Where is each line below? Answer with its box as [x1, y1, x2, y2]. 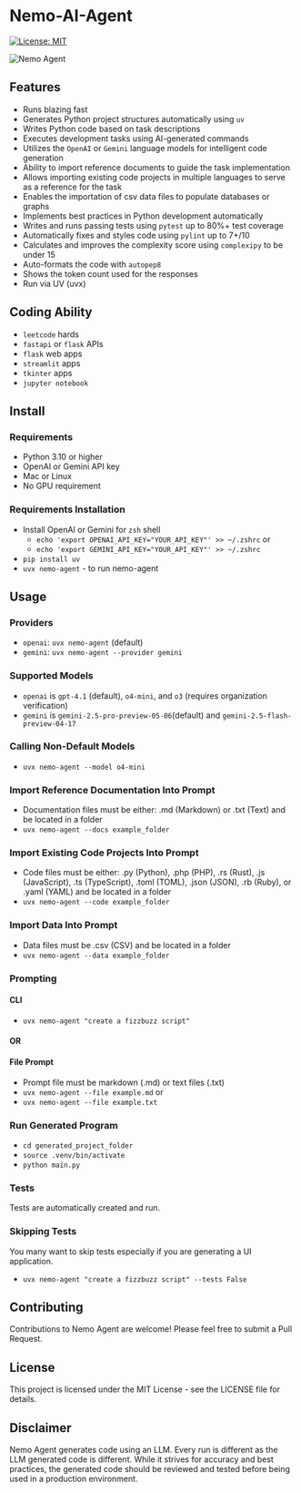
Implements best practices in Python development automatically [22, 210, 264, 221]
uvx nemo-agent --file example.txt [22, 1098, 158, 1107]
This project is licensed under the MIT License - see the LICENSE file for [9, 1384, 280, 1395]
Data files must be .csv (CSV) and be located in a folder [22, 939, 232, 950]
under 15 [22, 249, 56, 260]
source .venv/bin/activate [22, 1150, 125, 1160]
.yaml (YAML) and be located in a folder [22, 886, 172, 897]
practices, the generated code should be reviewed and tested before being [9, 1463, 291, 1474]
